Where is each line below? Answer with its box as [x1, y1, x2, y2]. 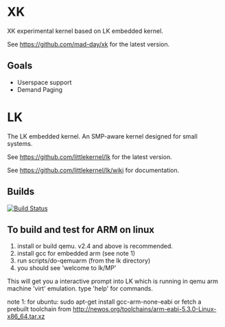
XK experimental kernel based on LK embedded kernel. [7, 27, 163, 35]
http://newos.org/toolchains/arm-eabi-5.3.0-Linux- [73, 305, 217, 313]
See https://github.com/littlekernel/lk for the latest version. [7, 152, 173, 161]
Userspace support [16, 78, 72, 86]
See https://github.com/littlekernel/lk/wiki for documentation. [7, 166, 180, 174]
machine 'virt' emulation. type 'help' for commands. [7, 284, 153, 293]
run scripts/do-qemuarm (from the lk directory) [16, 256, 151, 265]
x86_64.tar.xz [7, 313, 45, 321]
